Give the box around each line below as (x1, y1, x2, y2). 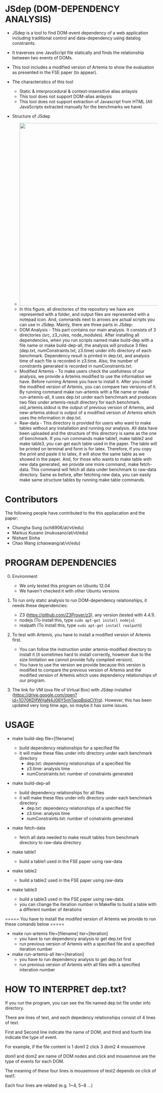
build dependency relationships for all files (19, 790, 104, 796)
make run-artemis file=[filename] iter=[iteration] (12, 930, 108, 936)
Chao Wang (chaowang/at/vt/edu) (12, 540, 81, 546)
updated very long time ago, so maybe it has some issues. (12, 702, 129, 708)
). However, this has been (100, 697, 152, 703)
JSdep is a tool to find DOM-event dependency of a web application (12, 30, 148, 36)
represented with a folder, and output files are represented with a (19, 311, 149, 317)
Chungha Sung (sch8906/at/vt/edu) (12, 524, 84, 530)
